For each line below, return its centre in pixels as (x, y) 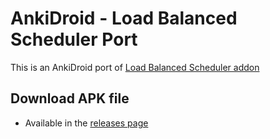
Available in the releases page (86, 123)
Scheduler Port (74, 39)
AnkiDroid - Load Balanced (124, 18)
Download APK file (70, 98)
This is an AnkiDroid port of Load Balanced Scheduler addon (135, 67)
